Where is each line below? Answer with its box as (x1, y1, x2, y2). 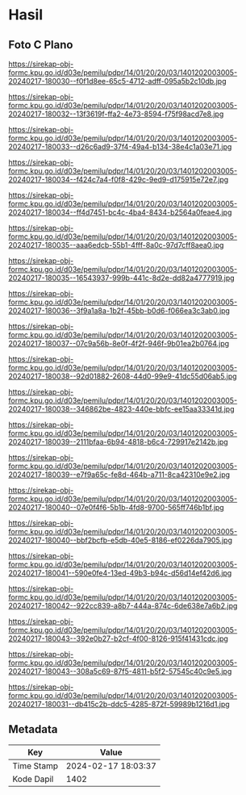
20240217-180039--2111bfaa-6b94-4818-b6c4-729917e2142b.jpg (8, 437, 228, 446)
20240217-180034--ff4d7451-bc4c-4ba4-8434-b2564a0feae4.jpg (8, 207, 232, 217)
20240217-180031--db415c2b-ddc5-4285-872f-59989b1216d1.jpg (8, 700, 230, 709)
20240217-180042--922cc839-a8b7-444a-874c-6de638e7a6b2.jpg (8, 601, 238, 610)
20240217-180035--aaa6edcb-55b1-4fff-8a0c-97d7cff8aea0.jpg (8, 241, 224, 249)
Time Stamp (12, 760, 59, 772)
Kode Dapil (12, 773, 54, 785)
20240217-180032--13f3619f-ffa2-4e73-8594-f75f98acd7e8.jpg (8, 109, 224, 119)
